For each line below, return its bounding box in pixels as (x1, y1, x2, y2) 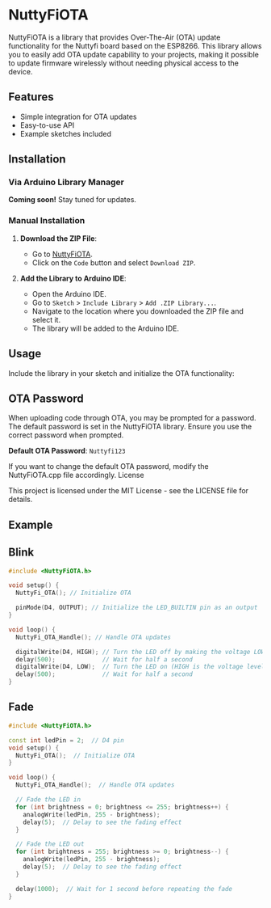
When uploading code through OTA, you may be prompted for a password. (8, 413, 256, 423)
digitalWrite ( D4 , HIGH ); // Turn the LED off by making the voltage (15, 648, 251, 656)
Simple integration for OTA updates (19, 112, 137, 121)
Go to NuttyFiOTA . (31, 249, 93, 259)
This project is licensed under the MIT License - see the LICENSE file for (8, 486, 248, 496)
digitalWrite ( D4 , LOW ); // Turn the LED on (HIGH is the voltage (15, 663, 244, 671)
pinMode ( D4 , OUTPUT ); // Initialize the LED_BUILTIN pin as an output (15, 604, 258, 612)
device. (8, 66, 33, 76)
